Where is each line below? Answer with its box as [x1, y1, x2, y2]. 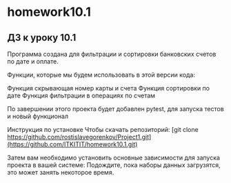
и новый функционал [7, 112, 69, 120]
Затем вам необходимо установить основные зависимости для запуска [7, 153, 221, 162]
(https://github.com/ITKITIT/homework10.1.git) [7, 140, 138, 148]
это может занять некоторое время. [7, 168, 114, 176]
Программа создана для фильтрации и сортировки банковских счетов [7, 50, 217, 58]
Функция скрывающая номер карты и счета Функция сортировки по [7, 84, 210, 92]
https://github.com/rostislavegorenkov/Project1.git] [7, 133, 152, 141]
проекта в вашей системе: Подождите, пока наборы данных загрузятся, [7, 161, 221, 169]
